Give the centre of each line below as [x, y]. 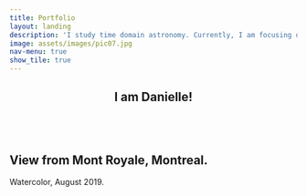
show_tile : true [40, 60]
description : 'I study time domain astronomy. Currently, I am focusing [151, 35]
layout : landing [40, 26]
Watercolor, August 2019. [57, 182]
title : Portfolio [42, 18]
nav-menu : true [38, 52]
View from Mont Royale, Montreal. [109, 160]
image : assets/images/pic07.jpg [71, 43]
